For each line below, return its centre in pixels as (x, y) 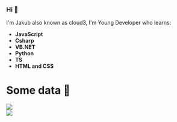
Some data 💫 (38, 90)
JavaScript (29, 34)
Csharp (24, 41)
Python (24, 53)
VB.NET (25, 47)
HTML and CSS (34, 66)
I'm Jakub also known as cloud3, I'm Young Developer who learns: (89, 23)
